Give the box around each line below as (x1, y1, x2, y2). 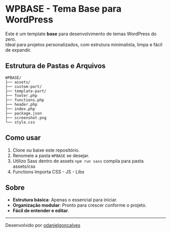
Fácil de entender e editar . (12, 208, 70, 214)
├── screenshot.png (5, 115, 47, 120)
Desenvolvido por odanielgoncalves (5, 222, 80, 228)
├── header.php (5, 102, 38, 107)
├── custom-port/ (5, 84, 42, 89)
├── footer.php (5, 93, 38, 98)
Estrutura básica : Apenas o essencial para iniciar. (12, 197, 118, 203)
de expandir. (5, 47, 32, 53)
